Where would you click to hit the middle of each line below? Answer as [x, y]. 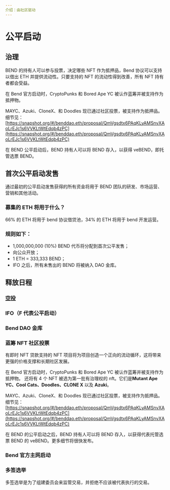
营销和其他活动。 [23, 193]
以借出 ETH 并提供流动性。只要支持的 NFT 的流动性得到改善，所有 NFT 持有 [84, 76]
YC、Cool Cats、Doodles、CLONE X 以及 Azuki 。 [58, 385]
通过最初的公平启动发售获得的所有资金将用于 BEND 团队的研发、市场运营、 [84, 187]
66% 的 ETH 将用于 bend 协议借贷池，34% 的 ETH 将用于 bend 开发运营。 [83, 220]
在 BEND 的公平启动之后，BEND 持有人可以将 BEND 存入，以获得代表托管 [82, 435]
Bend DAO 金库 [24, 328]
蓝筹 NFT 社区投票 [27, 343]
